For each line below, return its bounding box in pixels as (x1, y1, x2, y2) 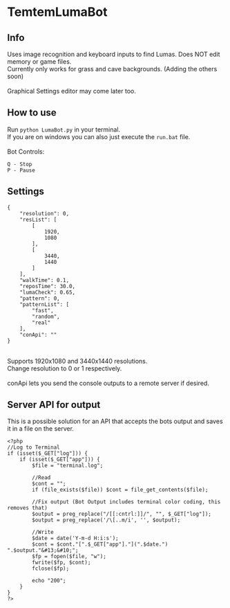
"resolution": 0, (19, 210, 70, 217)
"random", (32, 313, 60, 320)
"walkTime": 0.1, (19, 276, 70, 284)
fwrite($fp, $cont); (32, 559, 91, 566)
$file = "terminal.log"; (32, 462, 104, 470)
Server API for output (7, 399, 101, 411)
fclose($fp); (32, 565, 70, 572)
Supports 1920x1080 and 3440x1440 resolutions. (7, 357, 148, 365)
